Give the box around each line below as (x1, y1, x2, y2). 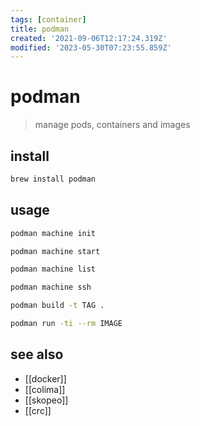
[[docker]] (24, 372, 67, 385)
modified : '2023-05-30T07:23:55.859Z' (10, 42, 172, 53)
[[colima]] (24, 383, 66, 395)
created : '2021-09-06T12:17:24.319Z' (10, 33, 168, 43)
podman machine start (10, 246, 101, 256)
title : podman (10, 24, 70, 34)
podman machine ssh (10, 282, 92, 293)
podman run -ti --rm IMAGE (10, 319, 123, 329)
